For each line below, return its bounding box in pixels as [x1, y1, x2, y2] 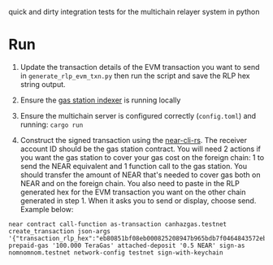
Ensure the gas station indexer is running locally [19, 95, 181, 105]
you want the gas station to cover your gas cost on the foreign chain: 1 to [19, 152, 265, 162]
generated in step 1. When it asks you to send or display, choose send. [19, 195, 257, 206]
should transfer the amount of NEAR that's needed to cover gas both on [19, 170, 261, 180]
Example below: [19, 204, 74, 214]
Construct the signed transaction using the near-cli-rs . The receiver [19, 135, 248, 145]
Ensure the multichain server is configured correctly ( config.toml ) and [19, 111, 257, 120]
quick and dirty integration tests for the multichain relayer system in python [8, 7, 260, 16]
